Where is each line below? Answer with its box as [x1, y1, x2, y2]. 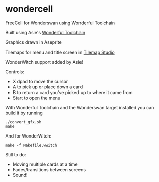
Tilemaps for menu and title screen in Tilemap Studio [5, 49, 115, 55]
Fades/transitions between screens [12, 166, 86, 172]
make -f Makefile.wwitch [5, 143, 57, 148]
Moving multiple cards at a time [12, 161, 78, 167]
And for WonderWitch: [5, 132, 52, 139]
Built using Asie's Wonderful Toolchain [5, 29, 86, 35]
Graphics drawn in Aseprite [5, 39, 62, 45]
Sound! [12, 172, 28, 178]
